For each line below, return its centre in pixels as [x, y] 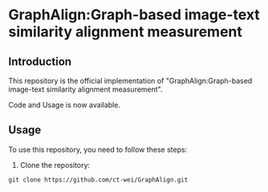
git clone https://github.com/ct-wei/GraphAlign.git [98, 180]
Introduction [40, 61]
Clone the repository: [55, 165]
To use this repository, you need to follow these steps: [98, 149]
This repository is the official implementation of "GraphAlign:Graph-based [130, 81]
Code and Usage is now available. [64, 105]
